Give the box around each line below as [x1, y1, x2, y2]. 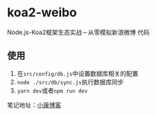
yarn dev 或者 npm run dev [16, 86, 88, 95]
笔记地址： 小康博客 [7, 101, 62, 109]
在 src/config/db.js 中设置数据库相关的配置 [16, 69, 139, 78]
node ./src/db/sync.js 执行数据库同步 [16, 78, 125, 86]
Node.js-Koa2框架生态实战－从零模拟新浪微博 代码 [7, 28, 150, 36]
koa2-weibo [7, 5, 77, 20]
